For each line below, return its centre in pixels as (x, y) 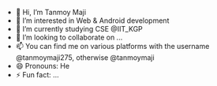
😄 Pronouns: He (42, 66)
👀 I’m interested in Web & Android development (92, 21)
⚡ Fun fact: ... (37, 75)
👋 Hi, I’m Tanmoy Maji (51, 12)
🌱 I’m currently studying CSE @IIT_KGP (79, 29)
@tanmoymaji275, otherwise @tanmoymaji (85, 58)
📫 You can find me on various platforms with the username (112, 46)
